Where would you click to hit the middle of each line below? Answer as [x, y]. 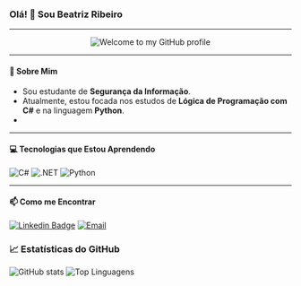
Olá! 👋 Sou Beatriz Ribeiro [66, 14]
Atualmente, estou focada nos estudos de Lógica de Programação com [155, 100]
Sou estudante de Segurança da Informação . [106, 91]
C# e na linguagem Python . [73, 110]
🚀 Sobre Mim [34, 71]
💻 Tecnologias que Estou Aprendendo [82, 149]
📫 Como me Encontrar [52, 202]
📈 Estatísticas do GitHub [64, 248]
